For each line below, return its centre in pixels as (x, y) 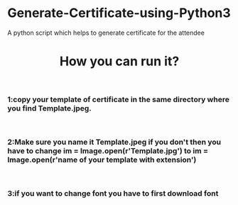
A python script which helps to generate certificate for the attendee (106, 33)
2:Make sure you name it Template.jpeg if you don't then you (114, 142)
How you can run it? (119, 61)
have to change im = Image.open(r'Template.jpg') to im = (108, 151)
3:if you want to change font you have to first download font (113, 194)
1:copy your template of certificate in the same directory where (118, 99)
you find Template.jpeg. (49, 108)
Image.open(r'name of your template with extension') (102, 160)
